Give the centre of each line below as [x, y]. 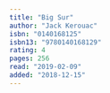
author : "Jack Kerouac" [54, 26]
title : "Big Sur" [42, 17]
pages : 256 [30, 58]
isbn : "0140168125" [46, 34]
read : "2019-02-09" [46, 67]
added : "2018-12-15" [48, 75]
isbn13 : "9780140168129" [55, 42]
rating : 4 [28, 50]
